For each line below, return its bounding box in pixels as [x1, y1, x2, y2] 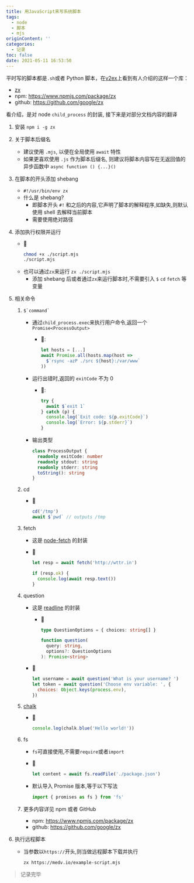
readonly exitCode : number [37, 454, 103, 459]
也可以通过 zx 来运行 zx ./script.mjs [23, 268, 111, 275]
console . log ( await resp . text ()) [37, 575, 116, 582]
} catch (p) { [40, 408, 75, 415]
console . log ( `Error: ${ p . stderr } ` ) [46, 420, 133, 425]
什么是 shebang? [23, 194, 64, 201]
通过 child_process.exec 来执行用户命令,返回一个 [32, 319, 148, 326]
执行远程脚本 [14, 836, 46, 843]
